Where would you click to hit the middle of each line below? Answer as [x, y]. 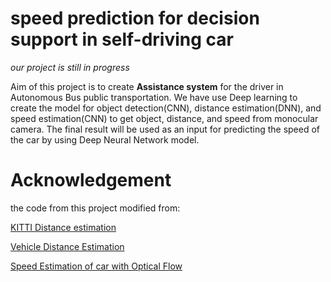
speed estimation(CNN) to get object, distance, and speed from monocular [164, 118]
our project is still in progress [70, 67]
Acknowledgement [91, 180]
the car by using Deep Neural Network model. [105, 139]
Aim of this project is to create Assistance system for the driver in [147, 86]
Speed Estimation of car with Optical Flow [96, 266]
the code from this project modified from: [95, 208]
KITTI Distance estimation [63, 227]
